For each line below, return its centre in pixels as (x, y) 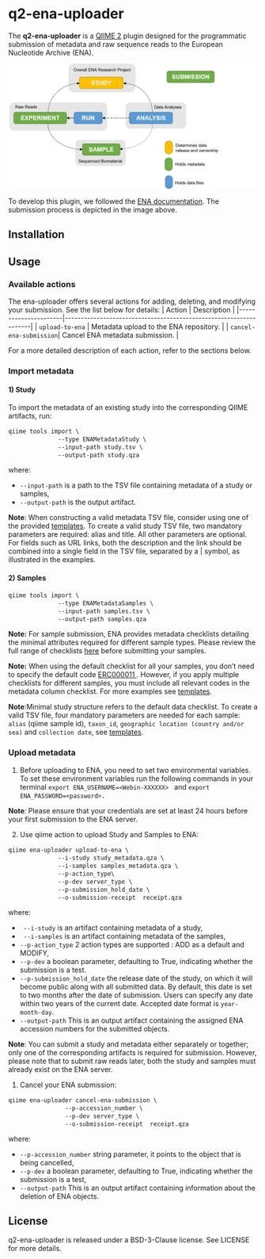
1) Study (22, 390)
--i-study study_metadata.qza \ (111, 858)
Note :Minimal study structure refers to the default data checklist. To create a (133, 707)
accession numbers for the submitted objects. (95, 1028)
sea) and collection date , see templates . (76, 732)
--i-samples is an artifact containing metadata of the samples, (125, 936)
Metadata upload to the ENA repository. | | (160, 327)
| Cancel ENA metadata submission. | (119, 335)
